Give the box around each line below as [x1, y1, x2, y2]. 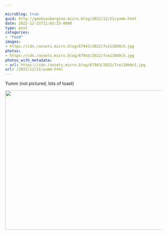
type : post [5, 25, 28, 30]
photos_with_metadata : [5, 58, 52, 62]
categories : [5, 30, 30, 35]
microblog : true [5, 11, 39, 16]
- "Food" [5, 35, 23, 40]
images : [5, 39, 21, 45]
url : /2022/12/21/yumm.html [5, 67, 64, 72]
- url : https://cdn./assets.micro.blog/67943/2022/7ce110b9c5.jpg [5, 62, 146, 67]
